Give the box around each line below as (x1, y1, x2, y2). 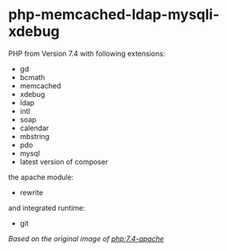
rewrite (19, 187, 44, 197)
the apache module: (8, 172, 74, 182)
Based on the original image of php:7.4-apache (8, 234, 165, 243)
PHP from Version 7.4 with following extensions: (8, 48, 166, 58)
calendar (19, 123, 49, 133)
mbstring (19, 131, 50, 141)
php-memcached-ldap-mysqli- (8, 6, 220, 24)
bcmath (19, 72, 45, 82)
